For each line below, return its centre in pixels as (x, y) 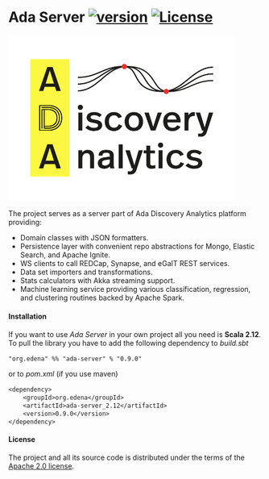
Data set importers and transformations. (86, 272)
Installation (27, 316)
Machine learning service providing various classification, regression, (135, 289)
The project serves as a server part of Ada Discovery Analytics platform (128, 214)
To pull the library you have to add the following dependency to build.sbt (128, 343)
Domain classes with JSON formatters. (84, 238)
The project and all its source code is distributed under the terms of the (127, 457)
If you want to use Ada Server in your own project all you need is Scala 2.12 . (135, 334)
